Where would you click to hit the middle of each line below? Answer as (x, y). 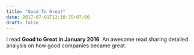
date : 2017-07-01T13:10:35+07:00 (48, 17)
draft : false (23, 22)
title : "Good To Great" (36, 12)
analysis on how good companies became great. (66, 46)
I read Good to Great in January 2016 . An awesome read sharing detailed (97, 40)
